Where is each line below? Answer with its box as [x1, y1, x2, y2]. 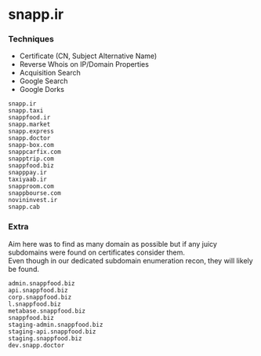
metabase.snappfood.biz [8, 306, 86, 315]
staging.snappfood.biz [8, 334, 82, 343]
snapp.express [8, 127, 55, 135]
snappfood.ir [8, 114, 51, 122]
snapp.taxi [8, 107, 44, 115]
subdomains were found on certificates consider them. [8, 248, 186, 257]
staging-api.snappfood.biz [8, 328, 96, 336]
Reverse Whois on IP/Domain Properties [19, 60, 149, 69]
